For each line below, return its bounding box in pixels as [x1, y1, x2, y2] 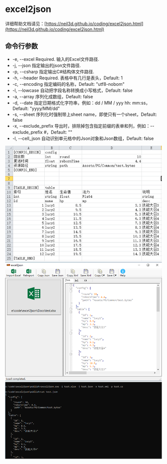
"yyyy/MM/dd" [29, 105, 60, 111]
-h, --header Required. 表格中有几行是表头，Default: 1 [12, 75, 123, 81]
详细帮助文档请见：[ [5, 20, 46, 26]
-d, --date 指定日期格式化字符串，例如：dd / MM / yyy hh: [12, 100, 132, 106]
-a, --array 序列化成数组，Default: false [12, 93, 93, 99]
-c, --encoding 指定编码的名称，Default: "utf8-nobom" [12, 81, 125, 87]
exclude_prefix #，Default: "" [12, 129, 73, 135]
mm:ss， [132, 100, 151, 106]
